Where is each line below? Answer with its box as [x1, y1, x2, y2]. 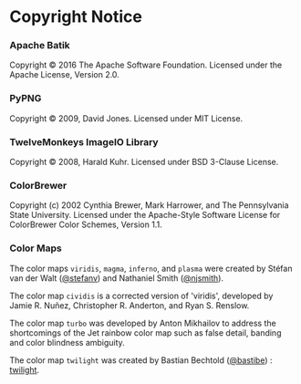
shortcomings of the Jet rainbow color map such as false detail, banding [9, 327, 282, 338]
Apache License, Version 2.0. [9, 69, 120, 80]
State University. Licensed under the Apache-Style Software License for [9, 210, 281, 221]
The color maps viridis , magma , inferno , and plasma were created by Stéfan [9, 263, 293, 274]
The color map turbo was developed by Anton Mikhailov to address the [9, 317, 276, 328]
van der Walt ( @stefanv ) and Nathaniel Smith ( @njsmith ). [9, 272, 224, 284]
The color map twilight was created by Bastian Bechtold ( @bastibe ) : [9, 354, 273, 366]
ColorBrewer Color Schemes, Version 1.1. [9, 219, 162, 230]
